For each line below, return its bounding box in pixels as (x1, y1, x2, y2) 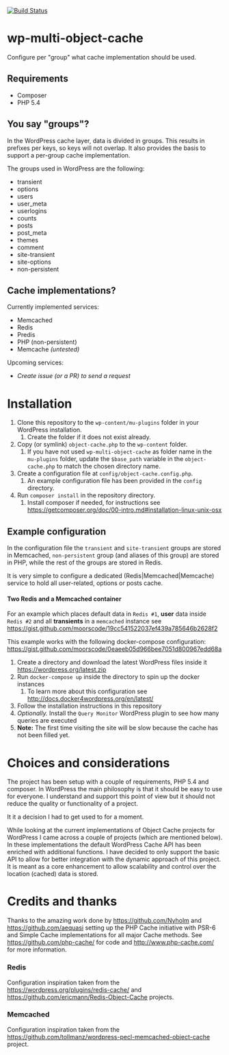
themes (16, 236, 39, 244)
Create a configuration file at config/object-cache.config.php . (16, 469, 193, 477)
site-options (16, 258, 51, 266)
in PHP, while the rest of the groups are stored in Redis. (7, 558, 163, 567)
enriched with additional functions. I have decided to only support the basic (7, 848, 220, 856)
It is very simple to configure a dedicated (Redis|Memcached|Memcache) (7, 572, 215, 580)
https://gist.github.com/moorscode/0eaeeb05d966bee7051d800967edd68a (7, 645, 222, 654)
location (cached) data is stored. (7, 870, 98, 878)
